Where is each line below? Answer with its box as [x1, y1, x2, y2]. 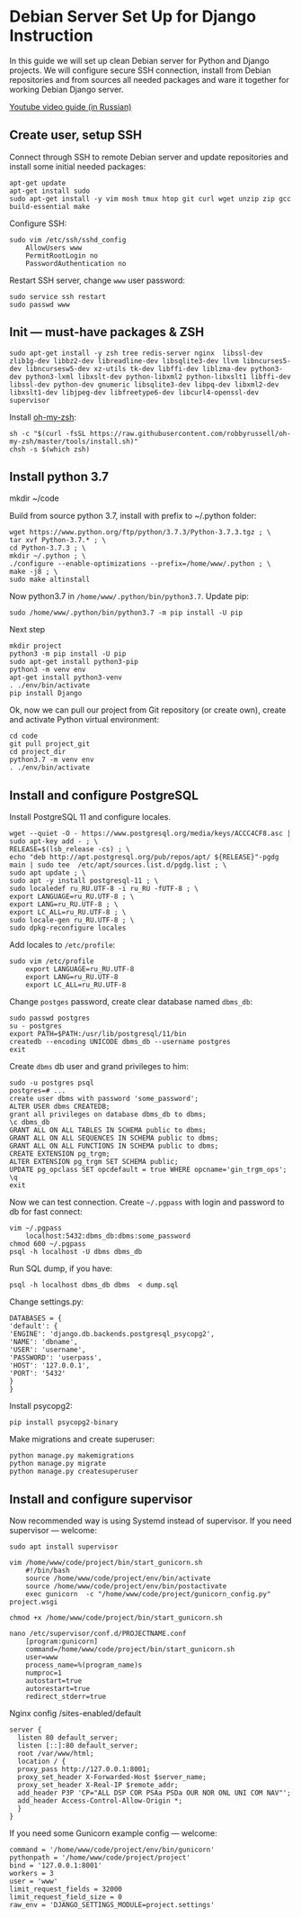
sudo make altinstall [9, 575, 91, 585]
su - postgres [9, 1022, 63, 1031]
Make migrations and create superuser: [9, 1434, 155, 1445]
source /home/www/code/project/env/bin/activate [25, 1574, 211, 1583]
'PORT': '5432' [9, 1369, 66, 1378]
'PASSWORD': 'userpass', [9, 1353, 102, 1362]
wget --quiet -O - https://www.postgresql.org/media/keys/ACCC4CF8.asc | [9, 829, 292, 839]
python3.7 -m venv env [9, 755, 94, 765]
